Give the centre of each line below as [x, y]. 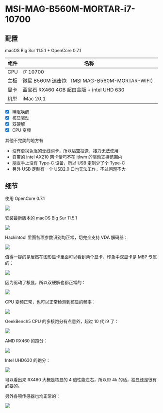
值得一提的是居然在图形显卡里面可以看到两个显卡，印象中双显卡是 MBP [76, 257]
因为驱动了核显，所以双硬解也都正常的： [45, 283]
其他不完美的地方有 [24, 141]
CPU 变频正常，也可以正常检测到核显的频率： [50, 302]
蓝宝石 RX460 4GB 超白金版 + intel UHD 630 [73, 90]
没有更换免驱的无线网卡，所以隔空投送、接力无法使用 [65, 151]
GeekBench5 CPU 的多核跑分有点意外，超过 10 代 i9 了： [62, 322]
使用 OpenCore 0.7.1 [25, 198]
